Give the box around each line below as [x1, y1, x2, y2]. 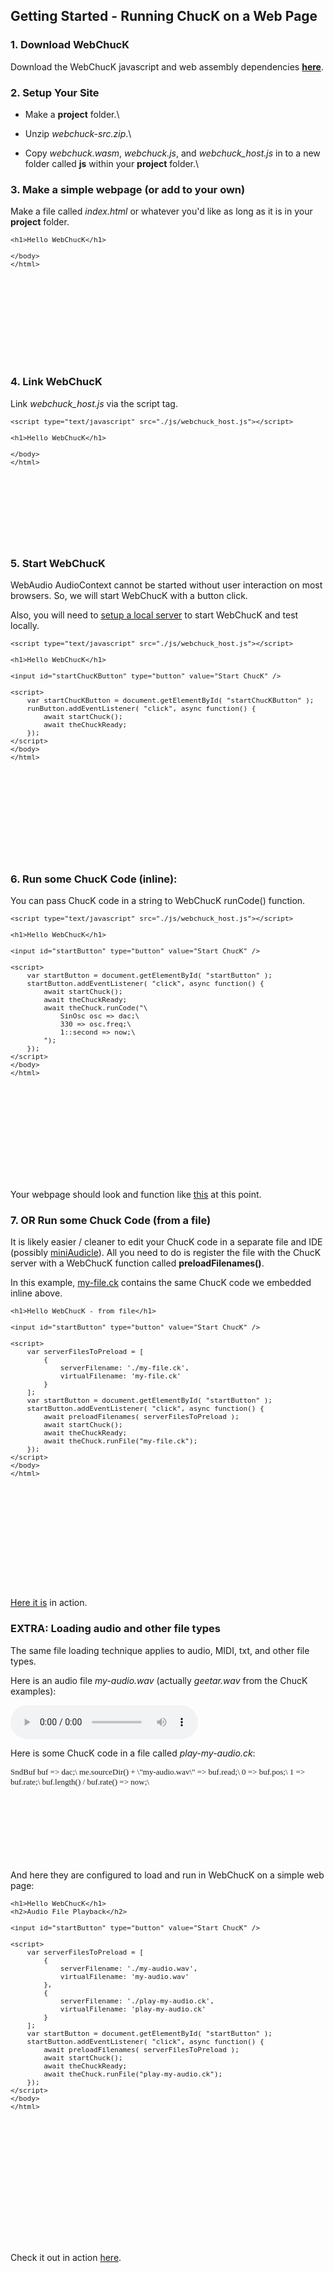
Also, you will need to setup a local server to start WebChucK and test [10, 609, 299, 621]
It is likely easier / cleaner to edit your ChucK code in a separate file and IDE [10, 1236, 323, 1248]
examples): [10, 1685, 57, 1697]
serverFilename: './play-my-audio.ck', [59, 1996, 215, 2006]
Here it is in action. [10, 1597, 88, 1609]
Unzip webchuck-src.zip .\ [24, 127, 132, 139]
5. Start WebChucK [10, 556, 106, 570]
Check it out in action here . [10, 2251, 122, 2263]
